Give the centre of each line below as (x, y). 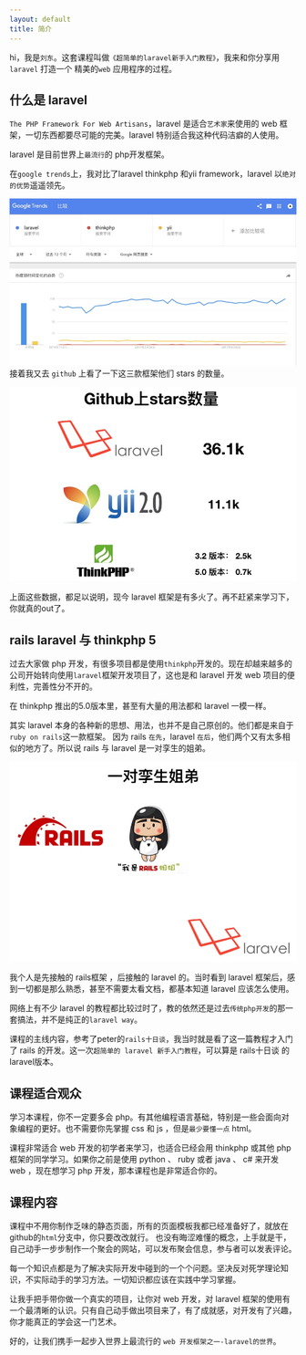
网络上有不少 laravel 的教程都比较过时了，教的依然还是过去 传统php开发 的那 (148, 1008)
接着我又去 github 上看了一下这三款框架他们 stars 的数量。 (119, 373)
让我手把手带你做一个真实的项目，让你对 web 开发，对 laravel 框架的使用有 (150, 1298)
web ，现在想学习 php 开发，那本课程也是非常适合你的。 (116, 1171)
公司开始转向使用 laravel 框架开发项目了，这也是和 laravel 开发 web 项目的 (148, 675)
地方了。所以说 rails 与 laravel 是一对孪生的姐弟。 (118, 748)
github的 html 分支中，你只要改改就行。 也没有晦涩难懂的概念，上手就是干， (150, 1237)
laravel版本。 (34, 1062)
